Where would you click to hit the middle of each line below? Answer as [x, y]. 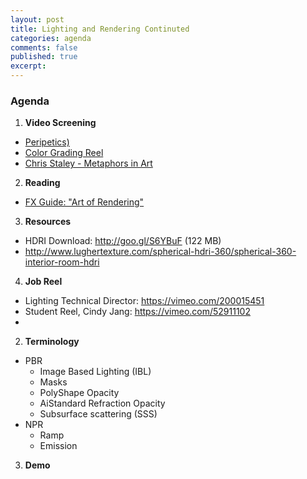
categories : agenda [51, 38]
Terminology [52, 342]
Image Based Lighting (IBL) [95, 372]
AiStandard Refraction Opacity [102, 403]
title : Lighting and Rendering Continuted [100, 29]
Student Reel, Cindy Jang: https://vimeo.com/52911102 [137, 312]
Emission [58, 446]
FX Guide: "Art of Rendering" [84, 202]
